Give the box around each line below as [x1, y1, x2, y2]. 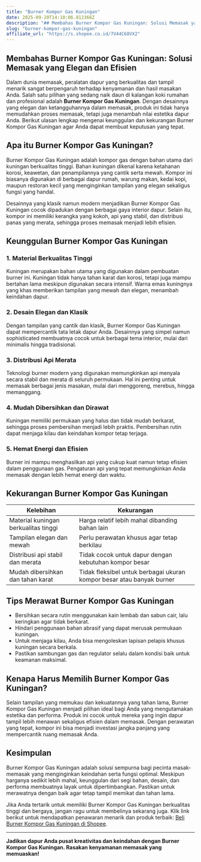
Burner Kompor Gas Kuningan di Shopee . [6, 820, 108, 827]
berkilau [78, 541, 102, 549]
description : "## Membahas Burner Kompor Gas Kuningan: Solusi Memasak [6, 20, 188, 26]
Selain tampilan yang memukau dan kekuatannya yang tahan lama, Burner [6, 699, 189, 706]
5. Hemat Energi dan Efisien [6, 444, 89, 453]
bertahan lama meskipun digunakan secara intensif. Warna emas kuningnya [6, 280, 193, 288]
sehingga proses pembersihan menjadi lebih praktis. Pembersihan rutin [6, 424, 181, 431]
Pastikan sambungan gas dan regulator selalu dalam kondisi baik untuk [14, 650, 190, 657]
